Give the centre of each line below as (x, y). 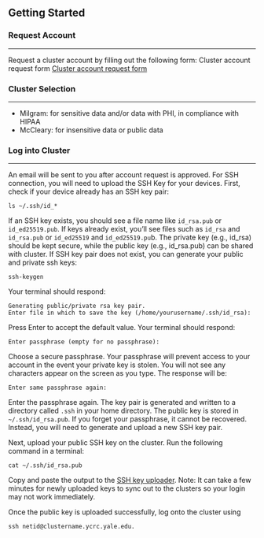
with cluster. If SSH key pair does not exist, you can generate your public (126, 254)
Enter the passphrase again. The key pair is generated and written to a (122, 403)
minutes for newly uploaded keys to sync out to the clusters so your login (127, 488)
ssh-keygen (26, 277)
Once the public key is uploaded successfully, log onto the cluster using (125, 512)
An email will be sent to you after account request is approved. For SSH (124, 175)
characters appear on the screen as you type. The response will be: (118, 373)
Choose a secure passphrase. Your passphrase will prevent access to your (129, 357)
